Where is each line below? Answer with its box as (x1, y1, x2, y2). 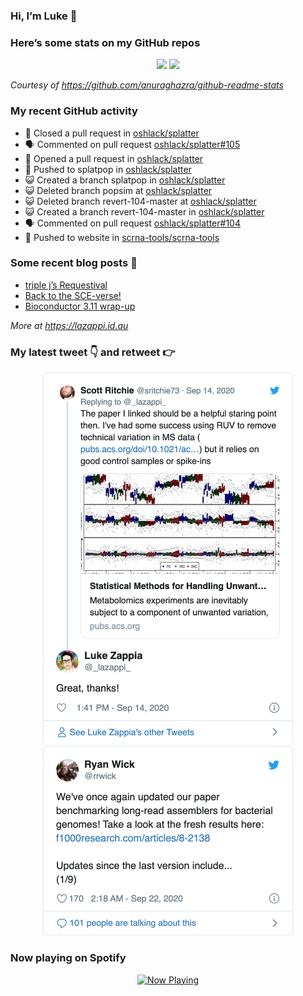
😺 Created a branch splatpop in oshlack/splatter (24, 174, 226, 186)
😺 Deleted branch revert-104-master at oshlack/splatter (24, 195, 257, 207)
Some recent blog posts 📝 (10, 256, 138, 270)
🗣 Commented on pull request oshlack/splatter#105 (24, 138, 241, 150)
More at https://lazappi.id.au (10, 319, 129, 331)
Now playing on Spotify (10, 951, 127, 965)
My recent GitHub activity (10, 104, 138, 118)
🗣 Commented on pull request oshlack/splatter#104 (24, 217, 241, 229)
